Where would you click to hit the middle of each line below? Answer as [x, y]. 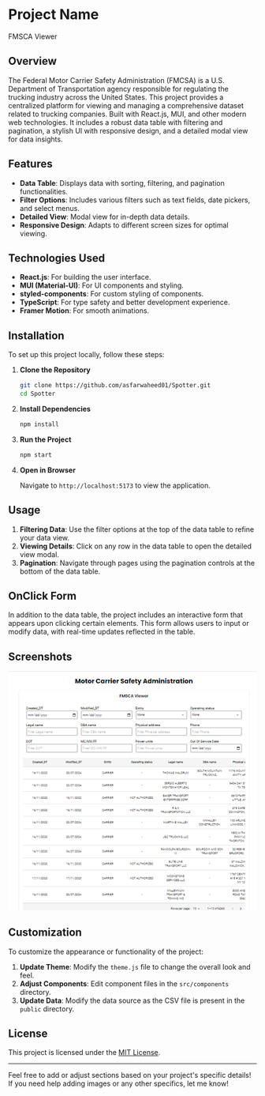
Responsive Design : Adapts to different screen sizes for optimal [124, 225]
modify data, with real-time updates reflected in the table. [102, 632]
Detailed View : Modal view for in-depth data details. [105, 217]
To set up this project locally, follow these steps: [86, 355]
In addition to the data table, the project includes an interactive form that [125, 615]
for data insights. [35, 139]
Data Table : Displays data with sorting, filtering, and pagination [122, 183]
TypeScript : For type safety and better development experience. [125, 303]
